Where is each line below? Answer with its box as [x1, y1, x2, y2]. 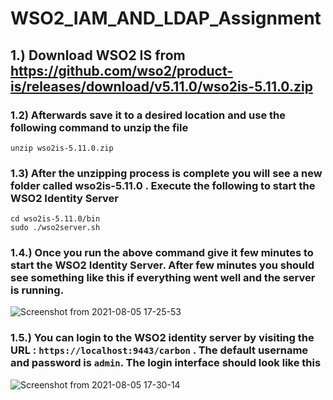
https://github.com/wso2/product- [10, 62, 234, 79]
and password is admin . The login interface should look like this [10, 356, 322, 370]
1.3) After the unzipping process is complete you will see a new [10, 166, 323, 180]
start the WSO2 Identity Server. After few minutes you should [10, 258, 315, 272]
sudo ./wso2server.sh [10, 223, 101, 233]
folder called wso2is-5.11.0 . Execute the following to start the [10, 178, 316, 192]
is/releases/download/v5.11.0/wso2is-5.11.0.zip [10, 78, 313, 95]
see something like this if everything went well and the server [10, 271, 316, 285]
